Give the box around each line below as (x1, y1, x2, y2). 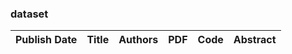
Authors (118, 33, 159, 47)
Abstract (233, 33, 277, 47)
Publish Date (15, 33, 78, 47)
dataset (10, 7, 49, 21)
